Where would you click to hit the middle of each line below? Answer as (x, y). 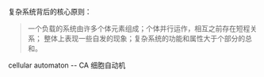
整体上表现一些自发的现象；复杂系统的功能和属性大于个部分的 (144, 38)
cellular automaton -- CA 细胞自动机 (67, 65)
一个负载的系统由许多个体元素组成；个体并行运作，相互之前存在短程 (139, 29)
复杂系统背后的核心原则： (50, 12)
